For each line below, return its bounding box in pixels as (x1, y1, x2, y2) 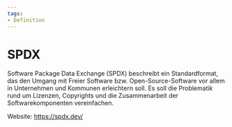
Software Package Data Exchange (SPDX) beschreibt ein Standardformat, (7, 69, 218, 78)
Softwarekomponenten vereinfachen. (7, 99, 114, 108)
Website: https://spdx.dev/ (7, 112, 84, 121)
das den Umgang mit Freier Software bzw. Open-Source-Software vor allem (7, 77, 225, 85)
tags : (7, 10, 23, 17)
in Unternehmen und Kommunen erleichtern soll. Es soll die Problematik (7, 84, 213, 92)
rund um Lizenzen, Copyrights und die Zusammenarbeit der (7, 92, 179, 100)
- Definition (7, 17, 45, 24)
